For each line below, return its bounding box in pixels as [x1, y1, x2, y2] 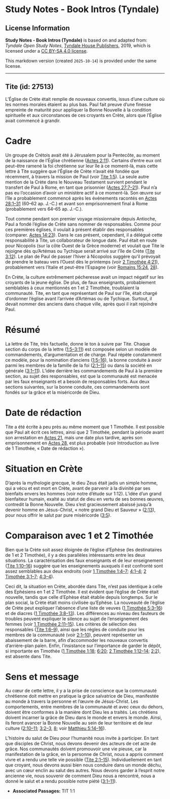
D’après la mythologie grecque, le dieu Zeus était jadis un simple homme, [5, 480, 158, 486]
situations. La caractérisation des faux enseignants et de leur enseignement [5, 557, 163, 563]
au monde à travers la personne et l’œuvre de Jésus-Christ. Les [5, 698, 139, 705]
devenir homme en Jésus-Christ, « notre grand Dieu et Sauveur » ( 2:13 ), [5, 507, 156, 513]
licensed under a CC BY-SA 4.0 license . [5, 48, 88, 54]
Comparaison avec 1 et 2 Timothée [5, 529, 153, 541]
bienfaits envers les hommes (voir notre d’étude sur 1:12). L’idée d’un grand [5, 490, 162, 497]
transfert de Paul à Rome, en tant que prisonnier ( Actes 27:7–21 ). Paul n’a [5, 184, 157, 191]
